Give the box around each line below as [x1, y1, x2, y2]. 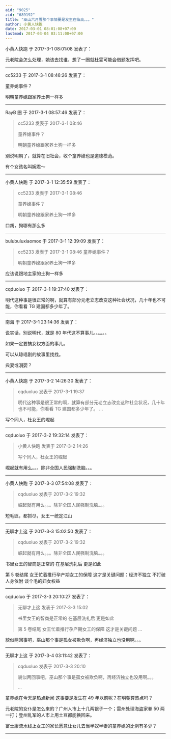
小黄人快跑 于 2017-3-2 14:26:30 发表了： [5, 378, 93, 384]
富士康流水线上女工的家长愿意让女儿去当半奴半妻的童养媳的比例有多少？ [5, 723, 157, 729]
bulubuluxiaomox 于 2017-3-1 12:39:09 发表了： [5, 238, 105, 244]
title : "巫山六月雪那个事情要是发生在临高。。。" [5, 17, 94, 22]
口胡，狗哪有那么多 [5, 223, 46, 228]
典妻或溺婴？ [5, 362, 32, 368]
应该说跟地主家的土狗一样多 [5, 270, 64, 277]
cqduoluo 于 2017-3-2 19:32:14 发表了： [5, 432, 89, 438]
